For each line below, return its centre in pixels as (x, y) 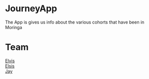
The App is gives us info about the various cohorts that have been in (75, 22)
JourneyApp (31, 9)
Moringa (14, 27)
